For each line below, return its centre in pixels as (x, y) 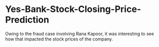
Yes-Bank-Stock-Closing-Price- (73, 9)
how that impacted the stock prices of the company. (59, 39)
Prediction (27, 20)
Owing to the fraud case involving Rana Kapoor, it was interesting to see (80, 33)
